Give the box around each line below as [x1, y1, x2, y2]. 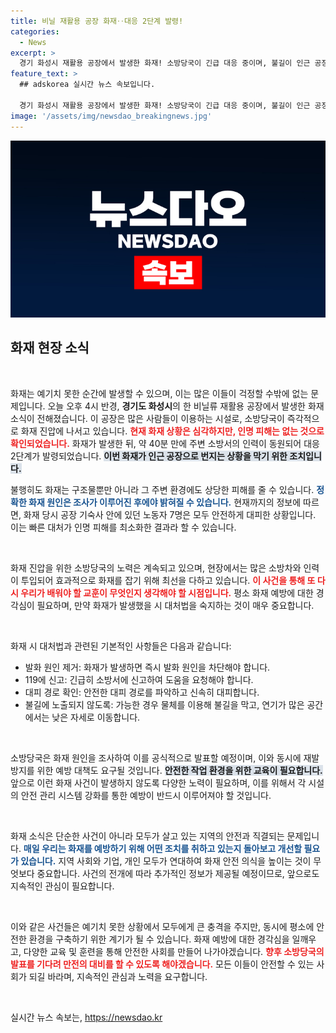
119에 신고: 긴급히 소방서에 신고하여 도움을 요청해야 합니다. [24, 673, 254, 685]
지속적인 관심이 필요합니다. [10, 880, 115, 892]
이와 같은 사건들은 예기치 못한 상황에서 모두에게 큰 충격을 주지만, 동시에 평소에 [10, 920, 315, 932]
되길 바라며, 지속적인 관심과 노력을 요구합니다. [28, 970, 208, 982]
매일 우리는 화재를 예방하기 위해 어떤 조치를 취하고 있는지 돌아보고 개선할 [23, 842, 303, 854]
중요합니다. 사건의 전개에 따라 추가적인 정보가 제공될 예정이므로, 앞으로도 [36, 867, 320, 879]
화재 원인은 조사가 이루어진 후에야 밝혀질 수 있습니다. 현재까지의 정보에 [28, 496, 302, 508]
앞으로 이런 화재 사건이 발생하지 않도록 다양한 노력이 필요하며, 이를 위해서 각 [10, 776, 307, 789]
